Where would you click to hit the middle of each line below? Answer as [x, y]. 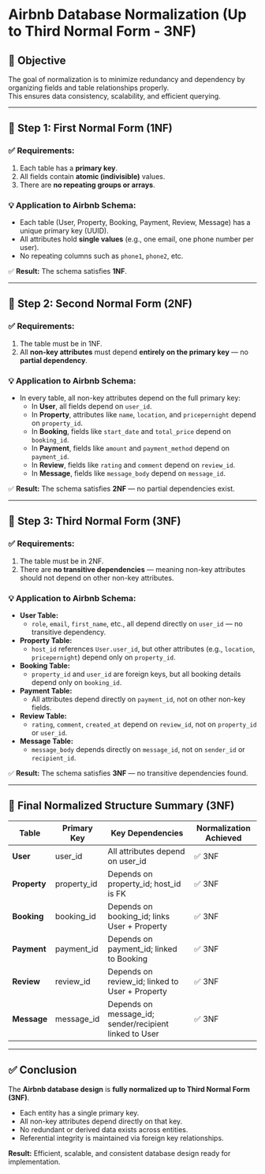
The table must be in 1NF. [61, 343]
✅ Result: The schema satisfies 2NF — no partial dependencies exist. [121, 488]
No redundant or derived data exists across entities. [104, 1129]
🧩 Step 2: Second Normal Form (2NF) [101, 304]
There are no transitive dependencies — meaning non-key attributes [132, 569]
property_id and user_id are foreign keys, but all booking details [136, 674]
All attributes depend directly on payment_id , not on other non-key [138, 699]
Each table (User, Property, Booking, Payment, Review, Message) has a [135, 222]
